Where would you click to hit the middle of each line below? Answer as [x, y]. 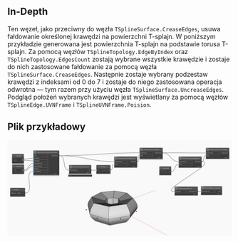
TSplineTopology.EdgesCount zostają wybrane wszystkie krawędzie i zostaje [119, 59]
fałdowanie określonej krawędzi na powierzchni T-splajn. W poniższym [112, 36]
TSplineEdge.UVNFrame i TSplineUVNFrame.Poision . [79, 104]
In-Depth [28, 12]
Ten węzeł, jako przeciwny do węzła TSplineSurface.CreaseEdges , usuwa [114, 28]
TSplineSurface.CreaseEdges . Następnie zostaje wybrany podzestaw [108, 74]
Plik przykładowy [47, 127]
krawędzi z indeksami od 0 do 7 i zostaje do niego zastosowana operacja [115, 82]
